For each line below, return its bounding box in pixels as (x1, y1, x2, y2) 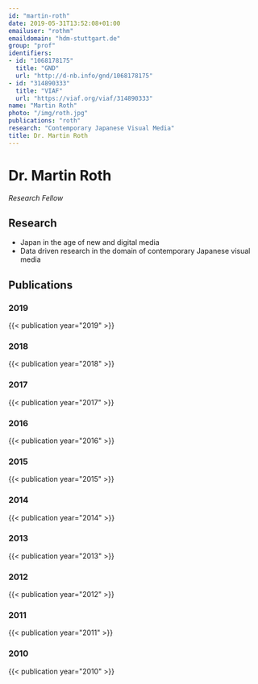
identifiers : (8, 49, 52, 57)
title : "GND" (15, 64, 60, 73)
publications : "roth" (8, 117, 81, 125)
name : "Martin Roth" (8, 102, 78, 110)
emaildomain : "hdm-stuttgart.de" (8, 34, 121, 43)
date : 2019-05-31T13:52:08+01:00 (8, 19, 121, 27)
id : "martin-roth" (8, 11, 70, 20)
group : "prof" (8, 42, 56, 50)
